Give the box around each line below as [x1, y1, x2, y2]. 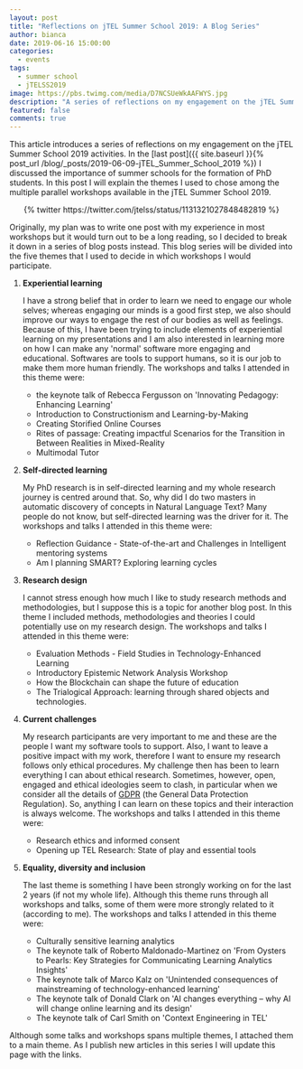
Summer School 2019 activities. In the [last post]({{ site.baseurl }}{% [9, 148, 264, 159]
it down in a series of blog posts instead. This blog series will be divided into [9, 241, 293, 252]
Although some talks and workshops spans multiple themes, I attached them [9, 1030, 294, 1041]
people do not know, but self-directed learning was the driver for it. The [22, 511, 289, 522]
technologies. [35, 697, 87, 708]
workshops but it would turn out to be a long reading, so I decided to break [9, 231, 288, 242]
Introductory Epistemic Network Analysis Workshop [35, 668, 228, 679]
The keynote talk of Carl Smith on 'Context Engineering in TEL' [35, 1013, 268, 1024]
